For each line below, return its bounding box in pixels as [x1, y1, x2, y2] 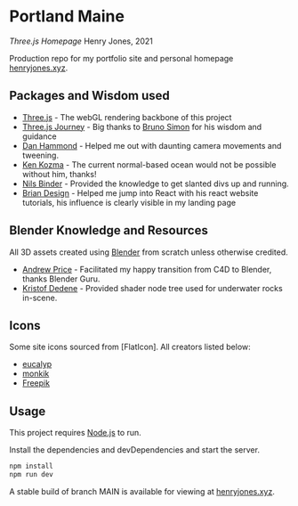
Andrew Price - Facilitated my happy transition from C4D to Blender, [21, 264, 272, 274]
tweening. [21, 150, 60, 160]
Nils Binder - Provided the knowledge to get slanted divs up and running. [21, 178, 289, 189]
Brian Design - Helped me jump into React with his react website [21, 187, 259, 198]
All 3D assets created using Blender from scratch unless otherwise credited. [9, 247, 289, 257]
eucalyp [21, 359, 52, 370]
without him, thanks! [21, 168, 97, 179]
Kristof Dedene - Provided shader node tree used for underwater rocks [21, 282, 283, 293]
